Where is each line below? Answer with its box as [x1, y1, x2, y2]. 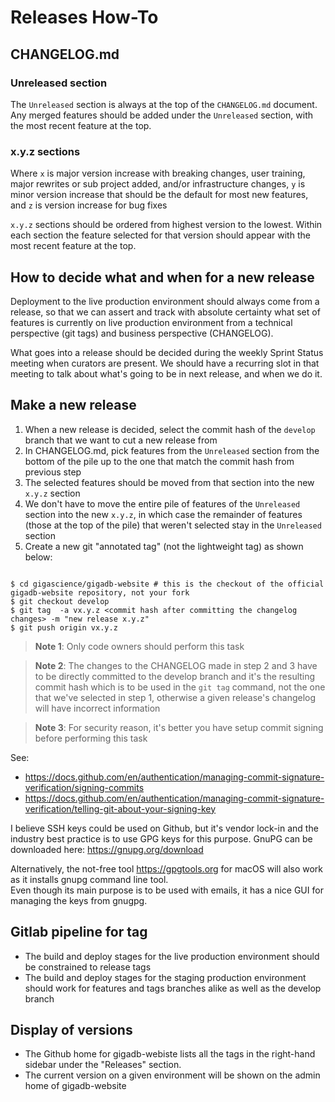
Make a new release [10, 397, 137, 414]
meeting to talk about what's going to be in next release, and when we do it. [10, 367, 323, 380]
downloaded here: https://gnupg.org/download [10, 843, 204, 855]
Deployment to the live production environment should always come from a [10, 295, 320, 307]
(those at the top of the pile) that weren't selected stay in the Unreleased [24, 519, 322, 531]
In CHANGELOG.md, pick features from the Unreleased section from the [24, 444, 320, 456]
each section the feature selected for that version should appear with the [10, 229, 311, 241]
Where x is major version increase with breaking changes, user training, [10, 167, 306, 180]
